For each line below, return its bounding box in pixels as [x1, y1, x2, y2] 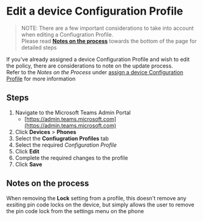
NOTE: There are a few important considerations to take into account [21, 24, 194, 32]
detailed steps [21, 44, 57, 51]
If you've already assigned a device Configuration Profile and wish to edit [6, 55, 190, 63]
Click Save [15, 160, 43, 168]
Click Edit [15, 147, 40, 155]
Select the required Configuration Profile [15, 141, 117, 149]
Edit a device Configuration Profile [6, 4, 184, 18]
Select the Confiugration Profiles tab [15, 135, 109, 142]
